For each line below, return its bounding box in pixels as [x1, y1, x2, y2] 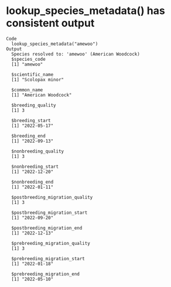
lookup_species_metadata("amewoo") [11, 41, 98, 47]
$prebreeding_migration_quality [11, 240, 91, 246]
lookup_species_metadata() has [6, 4, 165, 18]
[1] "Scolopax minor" [11, 77, 64, 82]
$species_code [11, 56, 46, 62]
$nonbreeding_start [11, 164, 59, 170]
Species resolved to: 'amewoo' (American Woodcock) [11, 51, 141, 57]
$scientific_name [11, 71, 54, 77]
